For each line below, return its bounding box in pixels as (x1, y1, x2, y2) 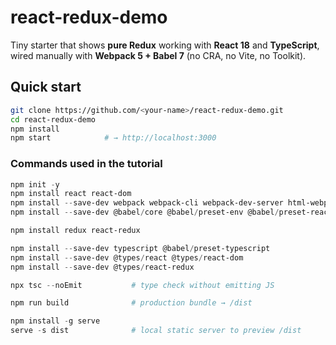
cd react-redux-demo (10, 114, 97, 125)
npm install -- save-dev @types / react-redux (10, 262, 195, 272)
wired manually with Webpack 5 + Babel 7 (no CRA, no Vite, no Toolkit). (10, 49, 307, 61)
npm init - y (10, 179, 60, 190)
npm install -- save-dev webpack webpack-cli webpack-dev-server (10, 198, 284, 208)
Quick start (10, 79, 82, 96)
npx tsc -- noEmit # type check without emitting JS (10, 280, 275, 290)
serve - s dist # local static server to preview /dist (10, 326, 302, 336)
